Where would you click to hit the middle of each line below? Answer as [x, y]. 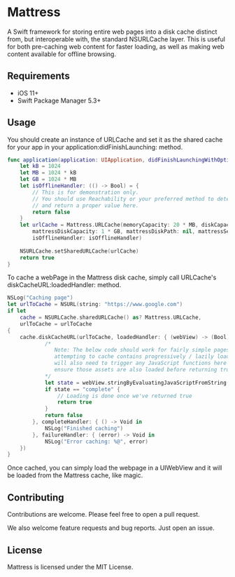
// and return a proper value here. [86, 205]
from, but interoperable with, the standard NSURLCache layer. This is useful [116, 39]
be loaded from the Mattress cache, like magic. [75, 475]
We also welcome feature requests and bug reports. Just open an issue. [111, 528]
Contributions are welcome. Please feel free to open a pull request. [104, 515]
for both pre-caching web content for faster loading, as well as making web [116, 46]
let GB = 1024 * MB [48, 180]
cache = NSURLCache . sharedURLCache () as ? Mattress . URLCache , [111, 318]
